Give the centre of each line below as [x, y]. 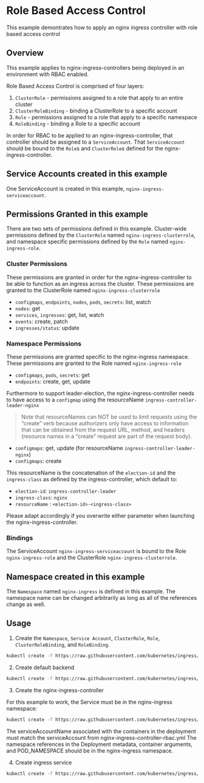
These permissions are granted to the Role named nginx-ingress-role [94, 363]
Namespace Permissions [44, 343]
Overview [25, 53]
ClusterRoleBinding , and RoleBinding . [63, 644]
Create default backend [45, 667]
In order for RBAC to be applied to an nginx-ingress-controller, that [90, 135]
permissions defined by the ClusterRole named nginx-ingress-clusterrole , [101, 235]
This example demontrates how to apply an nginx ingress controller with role [102, 27]
